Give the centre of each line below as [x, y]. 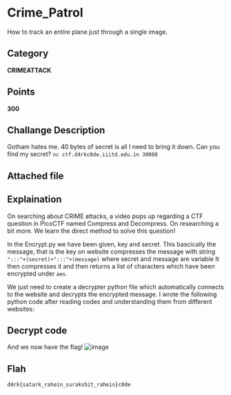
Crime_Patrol [46, 13]
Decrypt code [37, 330]
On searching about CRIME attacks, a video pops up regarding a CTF [105, 216]
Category [28, 54]
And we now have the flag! [45, 347]
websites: [21, 309]
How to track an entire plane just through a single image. [88, 32]
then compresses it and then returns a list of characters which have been [111, 266]
